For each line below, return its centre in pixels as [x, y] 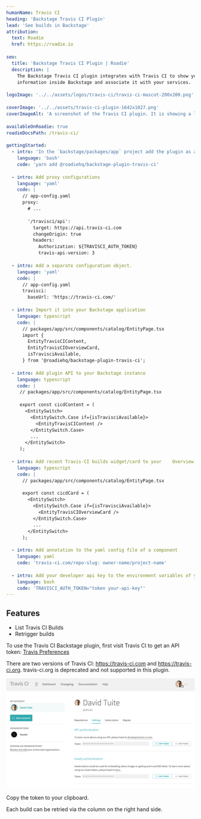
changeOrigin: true [57, 234]
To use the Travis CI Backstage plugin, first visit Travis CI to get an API [93, 646]
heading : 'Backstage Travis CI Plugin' [56, 19]
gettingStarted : [26, 146]
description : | [31, 70]
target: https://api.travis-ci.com [77, 228]
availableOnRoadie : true [37, 127]
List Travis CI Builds [39, 628]
